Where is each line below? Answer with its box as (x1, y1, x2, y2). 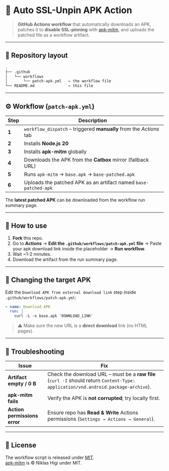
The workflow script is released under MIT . (5, 454, 95, 460)
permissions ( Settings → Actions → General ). (47, 416, 155, 422)
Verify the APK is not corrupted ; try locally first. (47, 395, 160, 401)
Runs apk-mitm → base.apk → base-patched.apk (24, 171, 135, 178)
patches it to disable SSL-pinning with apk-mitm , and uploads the (17, 26, 154, 32)
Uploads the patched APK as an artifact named (24, 179, 135, 186)
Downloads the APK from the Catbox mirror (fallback (24, 156, 149, 163)
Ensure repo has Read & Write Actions (47, 409, 138, 416)
